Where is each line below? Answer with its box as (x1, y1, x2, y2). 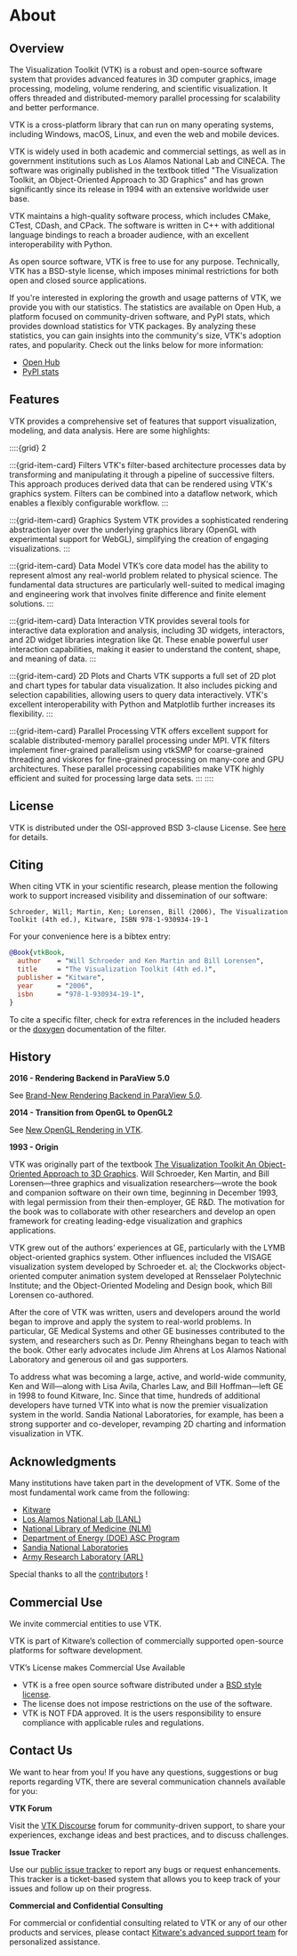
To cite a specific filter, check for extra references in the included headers (9, 1014, 281, 1024)
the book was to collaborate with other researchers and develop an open (9, 1207, 276, 1217)
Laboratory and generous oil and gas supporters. (9, 1354, 189, 1365)
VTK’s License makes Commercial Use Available (9, 1662, 186, 1673)
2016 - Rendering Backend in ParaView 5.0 (9, 1073, 171, 1084)
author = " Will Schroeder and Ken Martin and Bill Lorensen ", (17, 957, 265, 966)
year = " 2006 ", (17, 981, 93, 990)
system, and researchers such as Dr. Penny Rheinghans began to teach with (9, 1336, 289, 1346)
